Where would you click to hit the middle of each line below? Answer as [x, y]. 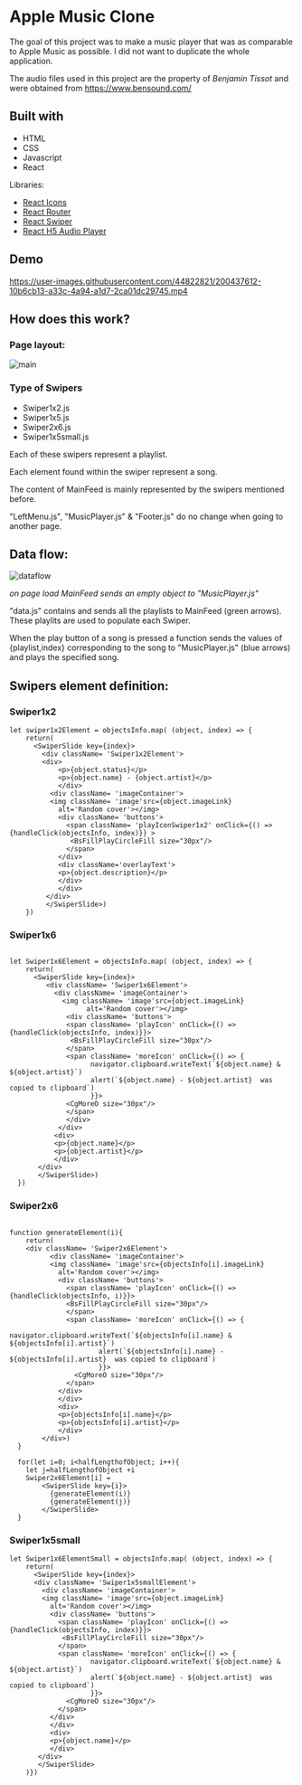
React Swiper [47, 221]
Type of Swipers [46, 388]
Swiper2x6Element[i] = [68, 1478]
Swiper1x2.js [46, 408]
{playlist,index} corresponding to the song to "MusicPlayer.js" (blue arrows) [150, 647]
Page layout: [38, 345]
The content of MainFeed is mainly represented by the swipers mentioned [147, 489]
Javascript [42, 157]
